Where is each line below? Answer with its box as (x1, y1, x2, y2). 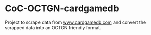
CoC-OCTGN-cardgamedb (5, 3, 120, 14)
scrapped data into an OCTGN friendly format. (5, 24, 101, 30)
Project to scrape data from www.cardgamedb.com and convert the (5, 19, 146, 25)
